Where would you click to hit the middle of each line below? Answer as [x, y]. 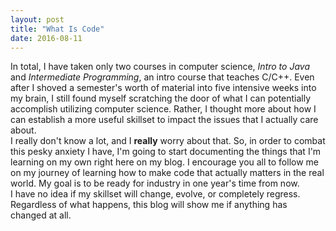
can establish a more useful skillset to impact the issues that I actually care [164, 120]
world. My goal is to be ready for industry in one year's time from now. [155, 183]
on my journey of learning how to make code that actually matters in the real [167, 173]
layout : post [37, 19]
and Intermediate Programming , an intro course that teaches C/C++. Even [162, 77]
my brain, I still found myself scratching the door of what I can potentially [161, 98]
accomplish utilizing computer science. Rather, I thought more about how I [163, 109]
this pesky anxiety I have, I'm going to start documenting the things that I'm [166, 152]
